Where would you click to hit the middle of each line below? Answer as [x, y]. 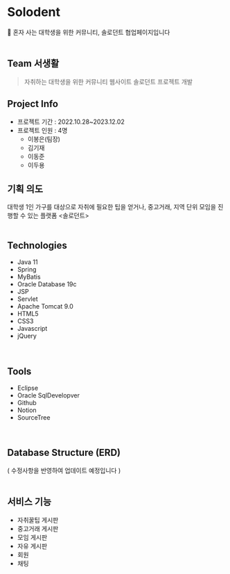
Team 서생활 [33, 64]
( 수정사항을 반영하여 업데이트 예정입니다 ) [64, 470]
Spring [27, 270]
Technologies [37, 245]
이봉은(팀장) [44, 139]
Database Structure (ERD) [64, 453]
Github [27, 403]
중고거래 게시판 [38, 528]
